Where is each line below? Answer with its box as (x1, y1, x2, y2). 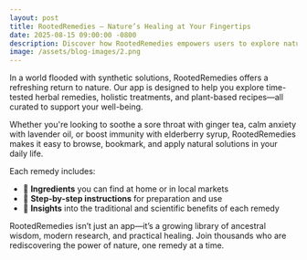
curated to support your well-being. (9, 101, 143, 112)
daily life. (9, 148, 44, 160)
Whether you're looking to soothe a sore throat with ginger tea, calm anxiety (9, 120, 297, 130)
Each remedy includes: (9, 166, 96, 177)
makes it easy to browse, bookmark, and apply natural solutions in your (9, 139, 278, 150)
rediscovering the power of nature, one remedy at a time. (9, 240, 225, 251)
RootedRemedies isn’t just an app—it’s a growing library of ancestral (9, 221, 267, 232)
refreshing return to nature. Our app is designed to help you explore (9, 82, 265, 93)
